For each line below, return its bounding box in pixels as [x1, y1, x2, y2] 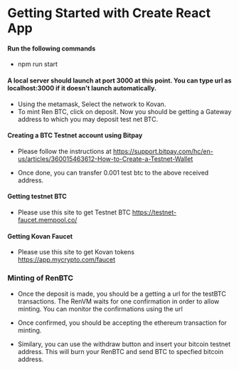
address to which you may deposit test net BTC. [17, 115, 159, 123]
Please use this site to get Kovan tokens [17, 248, 135, 256]
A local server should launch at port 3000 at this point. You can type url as [7, 76, 232, 85]
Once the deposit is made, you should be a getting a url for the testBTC [17, 289, 226, 298]
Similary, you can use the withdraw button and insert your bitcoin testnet [17, 340, 231, 348]
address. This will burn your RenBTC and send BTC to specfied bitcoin [17, 347, 224, 355]
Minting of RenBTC [7, 273, 73, 283]
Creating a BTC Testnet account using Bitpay [7, 131, 143, 140]
